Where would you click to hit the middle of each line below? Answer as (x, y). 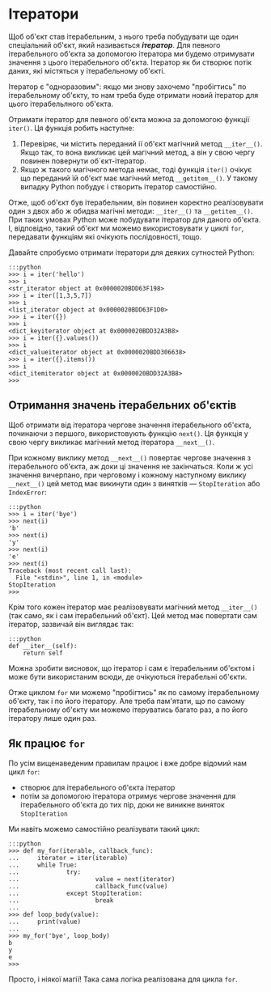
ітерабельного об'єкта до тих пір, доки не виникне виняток (122, 804)
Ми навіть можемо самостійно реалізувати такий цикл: (104, 829)
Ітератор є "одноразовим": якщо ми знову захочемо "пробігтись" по (127, 87)
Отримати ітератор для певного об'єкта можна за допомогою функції (129, 119)
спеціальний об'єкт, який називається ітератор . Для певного (114, 45)
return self (43, 653)
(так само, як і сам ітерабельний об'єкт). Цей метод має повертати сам (133, 615)
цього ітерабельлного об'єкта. (61, 104)
